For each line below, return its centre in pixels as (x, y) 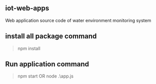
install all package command (51, 36)
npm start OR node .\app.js (46, 76)
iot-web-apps (27, 8)
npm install (29, 48)
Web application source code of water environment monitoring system (78, 20)
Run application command (47, 64)
